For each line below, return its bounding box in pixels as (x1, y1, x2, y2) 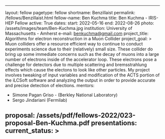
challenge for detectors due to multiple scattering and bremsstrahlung (5, 62, 147, 68)
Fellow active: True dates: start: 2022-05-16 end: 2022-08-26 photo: (14, 20, 155, 26)
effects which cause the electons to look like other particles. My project (5, 67, 150, 72)
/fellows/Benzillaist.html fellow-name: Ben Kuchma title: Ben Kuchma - (5, 15, 147, 21)
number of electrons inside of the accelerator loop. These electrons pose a (5, 57, 157, 62)
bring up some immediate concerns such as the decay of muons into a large (5, 51, 160, 57)
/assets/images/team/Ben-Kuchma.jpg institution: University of (5, 25, 133, 31)
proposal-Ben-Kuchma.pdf (5, 119, 90, 127)
